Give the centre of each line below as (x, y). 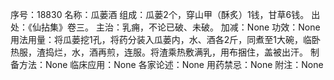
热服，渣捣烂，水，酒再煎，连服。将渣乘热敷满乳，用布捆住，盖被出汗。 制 (165, 52)
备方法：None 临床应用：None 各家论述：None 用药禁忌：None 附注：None (167, 64)
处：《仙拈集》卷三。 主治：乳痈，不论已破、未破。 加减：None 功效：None (165, 27)
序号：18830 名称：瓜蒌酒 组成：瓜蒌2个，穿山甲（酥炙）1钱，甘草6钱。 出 (165, 14)
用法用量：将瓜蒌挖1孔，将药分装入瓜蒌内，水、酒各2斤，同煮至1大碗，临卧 (165, 39)
